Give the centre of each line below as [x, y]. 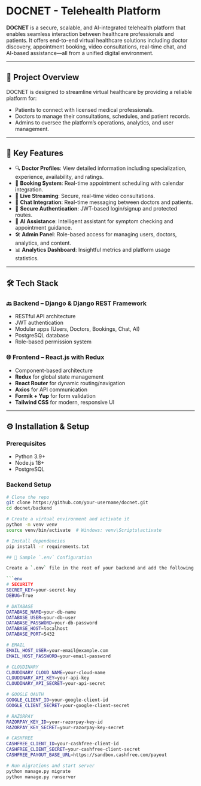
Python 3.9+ [30, 456]
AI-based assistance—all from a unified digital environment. [80, 53]
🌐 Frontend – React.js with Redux [55, 357]
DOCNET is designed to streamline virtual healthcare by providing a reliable [99, 92]
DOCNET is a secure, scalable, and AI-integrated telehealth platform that [96, 28]
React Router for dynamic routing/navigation [70, 383]
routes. [24, 215]
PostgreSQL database [42, 336]
